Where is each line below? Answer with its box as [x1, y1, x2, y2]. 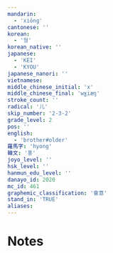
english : [7, 130, 33, 137]
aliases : [7, 202, 33, 210]
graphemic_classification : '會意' [7, 190, 108, 197]
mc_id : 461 [7, 182, 40, 190]
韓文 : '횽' [7, 150, 36, 157]
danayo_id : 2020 [7, 176, 55, 183]
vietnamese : [7, 76, 43, 84]
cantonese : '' [7, 24, 50, 31]
